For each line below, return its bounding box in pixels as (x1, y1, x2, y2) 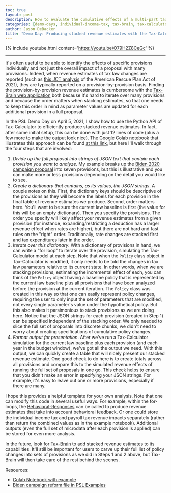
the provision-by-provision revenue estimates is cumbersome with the (5, 87, 153, 93)
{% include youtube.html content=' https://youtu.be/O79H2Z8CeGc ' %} (5, 45, 155, 51)
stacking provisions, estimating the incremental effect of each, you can (12, 269, 162, 275)
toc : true (5, 7, 26, 13)
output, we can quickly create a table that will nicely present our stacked (12, 350, 165, 356)
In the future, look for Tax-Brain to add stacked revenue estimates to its (5, 440, 155, 447)
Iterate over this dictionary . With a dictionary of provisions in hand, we (12, 242, 160, 248)
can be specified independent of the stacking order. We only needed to (12, 318, 162, 324)
